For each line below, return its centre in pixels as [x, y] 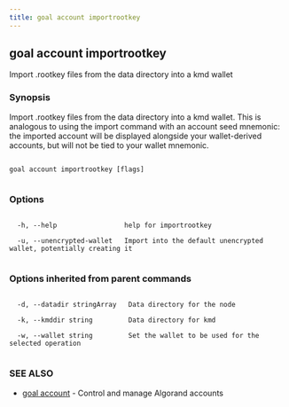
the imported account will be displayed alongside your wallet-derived [136, 136]
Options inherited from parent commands [101, 278]
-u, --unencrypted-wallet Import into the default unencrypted [141, 241]
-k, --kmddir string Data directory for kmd [117, 320]
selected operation [45, 344]
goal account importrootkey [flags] [77, 169]
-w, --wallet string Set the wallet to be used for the [138, 336]
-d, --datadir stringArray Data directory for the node [127, 305]
